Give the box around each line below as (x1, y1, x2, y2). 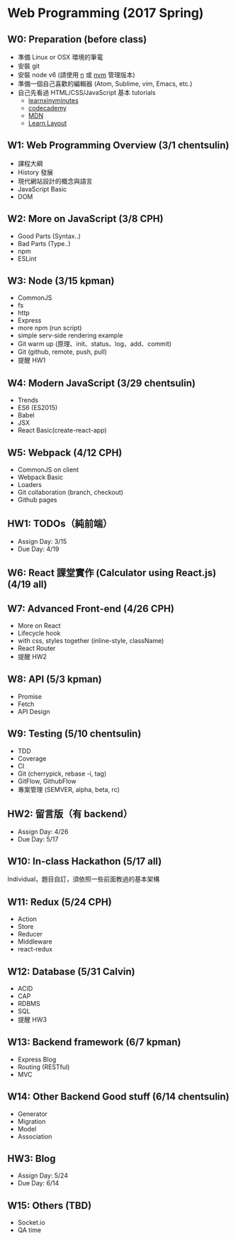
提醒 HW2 (17, 652, 47, 661)
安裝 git (17, 62, 40, 70)
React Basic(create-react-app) (17, 426, 108, 435)
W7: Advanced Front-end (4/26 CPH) (7, 603, 175, 615)
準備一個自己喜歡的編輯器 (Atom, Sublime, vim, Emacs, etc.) (17, 79, 193, 88)
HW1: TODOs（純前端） (7, 518, 113, 530)
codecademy (28, 104, 67, 112)
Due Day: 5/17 (17, 834, 59, 843)
